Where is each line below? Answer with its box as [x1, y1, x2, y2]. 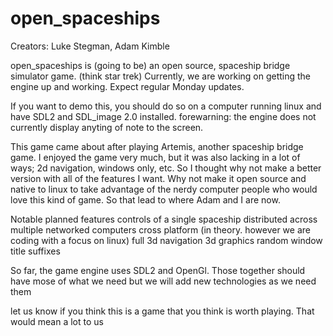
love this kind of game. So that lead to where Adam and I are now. [10, 193, 281, 206]
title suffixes [10, 245, 61, 257]
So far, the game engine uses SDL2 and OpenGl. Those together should [10, 264, 306, 276]
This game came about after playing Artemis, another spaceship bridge [10, 140, 304, 152]
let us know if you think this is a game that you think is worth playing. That [10, 305, 315, 317]
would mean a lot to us [10, 315, 104, 327]
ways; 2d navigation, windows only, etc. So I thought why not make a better [10, 162, 322, 174]
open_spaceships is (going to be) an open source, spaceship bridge [10, 59, 291, 71]
